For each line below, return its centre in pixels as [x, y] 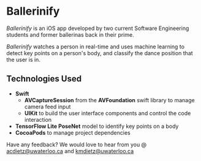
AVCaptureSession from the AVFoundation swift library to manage [109, 100]
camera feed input [47, 107]
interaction [38, 119]
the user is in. [24, 59]
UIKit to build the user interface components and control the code [108, 113]
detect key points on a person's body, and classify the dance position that [100, 53]
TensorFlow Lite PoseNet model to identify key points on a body [97, 126]
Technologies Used [44, 79]
